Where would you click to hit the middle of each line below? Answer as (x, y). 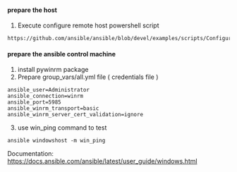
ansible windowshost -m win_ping (56, 141)
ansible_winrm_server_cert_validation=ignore (75, 115)
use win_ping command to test (62, 128)
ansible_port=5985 (34, 102)
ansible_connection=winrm (45, 96)
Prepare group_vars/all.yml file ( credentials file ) (88, 77)
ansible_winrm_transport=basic (53, 109)
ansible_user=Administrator (49, 90)
